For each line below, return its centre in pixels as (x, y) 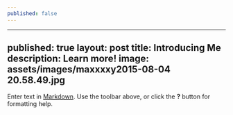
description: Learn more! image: (78, 59)
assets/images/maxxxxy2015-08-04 (89, 70)
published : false (32, 13)
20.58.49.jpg (36, 80)
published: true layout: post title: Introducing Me (114, 48)
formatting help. (30, 104)
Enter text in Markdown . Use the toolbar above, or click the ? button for (109, 96)
